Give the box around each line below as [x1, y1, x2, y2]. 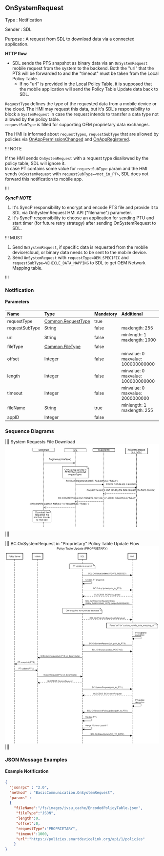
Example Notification [5, 768, 49, 774]
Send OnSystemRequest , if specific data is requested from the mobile [12, 244, 148, 250]
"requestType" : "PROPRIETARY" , [16, 826, 78, 831]
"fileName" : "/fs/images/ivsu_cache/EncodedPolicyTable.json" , [14, 806, 143, 810]
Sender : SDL [5, 26, 32, 32]
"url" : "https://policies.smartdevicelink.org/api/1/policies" [16, 836, 145, 841]
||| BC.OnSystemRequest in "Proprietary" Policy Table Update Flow [5, 541, 140, 547]
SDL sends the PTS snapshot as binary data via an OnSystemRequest [12, 60, 148, 66]
